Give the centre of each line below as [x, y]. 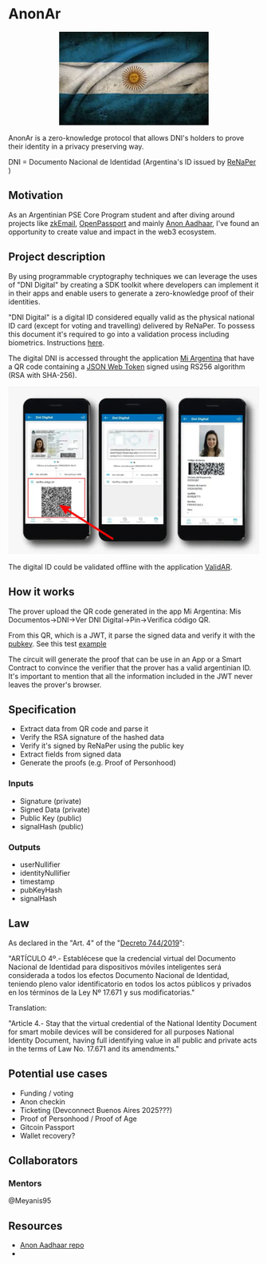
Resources [35, 1226]
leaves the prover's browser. [55, 685]
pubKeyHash [41, 890]
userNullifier [40, 865]
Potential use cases [58, 1074]
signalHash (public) [51, 826]
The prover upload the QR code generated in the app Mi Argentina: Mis [125, 611]
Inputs [21, 784]
